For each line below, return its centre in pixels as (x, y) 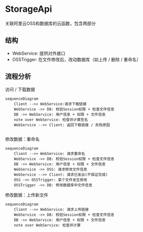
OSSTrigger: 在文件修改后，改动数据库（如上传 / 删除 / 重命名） (76, 59)
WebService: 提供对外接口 (39, 53)
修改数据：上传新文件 (27, 195)
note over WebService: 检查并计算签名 (51, 119)
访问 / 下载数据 (20, 89)
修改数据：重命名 (22, 139)
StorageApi (29, 9)
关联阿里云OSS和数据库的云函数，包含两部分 (50, 23)
